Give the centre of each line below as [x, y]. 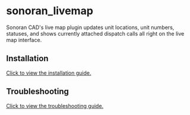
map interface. [24, 40]
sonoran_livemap [50, 11]
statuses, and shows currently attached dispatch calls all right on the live [95, 33]
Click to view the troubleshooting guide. [55, 106]
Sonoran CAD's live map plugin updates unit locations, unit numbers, [90, 27]
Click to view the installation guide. [49, 73]
